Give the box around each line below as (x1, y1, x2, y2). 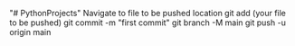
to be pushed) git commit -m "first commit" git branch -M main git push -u (9, 17, 287, 28)
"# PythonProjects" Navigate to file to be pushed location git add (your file (9, 8, 287, 18)
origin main (9, 27, 52, 37)
